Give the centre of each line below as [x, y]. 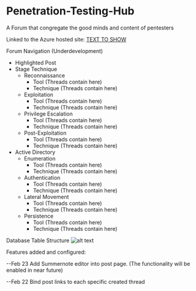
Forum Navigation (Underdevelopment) [55, 51]
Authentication [42, 177]
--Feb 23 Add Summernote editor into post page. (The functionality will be [98, 263]
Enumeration [40, 158]
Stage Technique [36, 69]
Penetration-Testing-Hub [70, 11]
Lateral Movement [46, 197]
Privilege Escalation [48, 114]
